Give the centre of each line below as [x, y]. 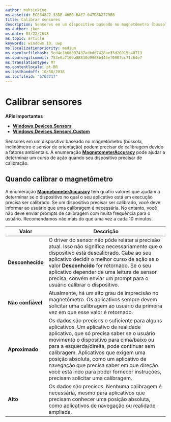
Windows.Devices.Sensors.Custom [51, 131]
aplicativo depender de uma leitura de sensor [103, 272]
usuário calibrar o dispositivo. [84, 284]
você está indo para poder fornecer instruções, [105, 371]
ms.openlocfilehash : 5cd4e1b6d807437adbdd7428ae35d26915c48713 [74, 53]
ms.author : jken [22, 29]
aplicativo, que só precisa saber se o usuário [102, 333]
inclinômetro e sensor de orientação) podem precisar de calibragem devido [84, 147]
